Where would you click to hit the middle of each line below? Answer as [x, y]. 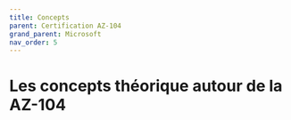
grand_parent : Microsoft [55, 34]
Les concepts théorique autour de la [146, 86]
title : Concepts [39, 17]
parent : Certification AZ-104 [66, 26]
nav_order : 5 [33, 42]
